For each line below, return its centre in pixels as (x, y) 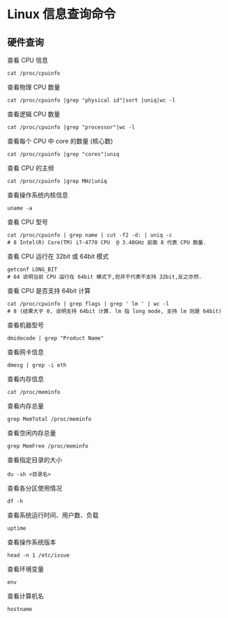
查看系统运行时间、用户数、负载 (53, 515)
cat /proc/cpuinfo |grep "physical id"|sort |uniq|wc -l (91, 100)
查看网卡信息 (25, 352)
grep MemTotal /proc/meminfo (49, 419)
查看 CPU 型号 (28, 222)
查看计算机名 (25, 596)
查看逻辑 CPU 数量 (34, 114)
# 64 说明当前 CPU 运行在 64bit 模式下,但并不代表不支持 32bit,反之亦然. (105, 277)
